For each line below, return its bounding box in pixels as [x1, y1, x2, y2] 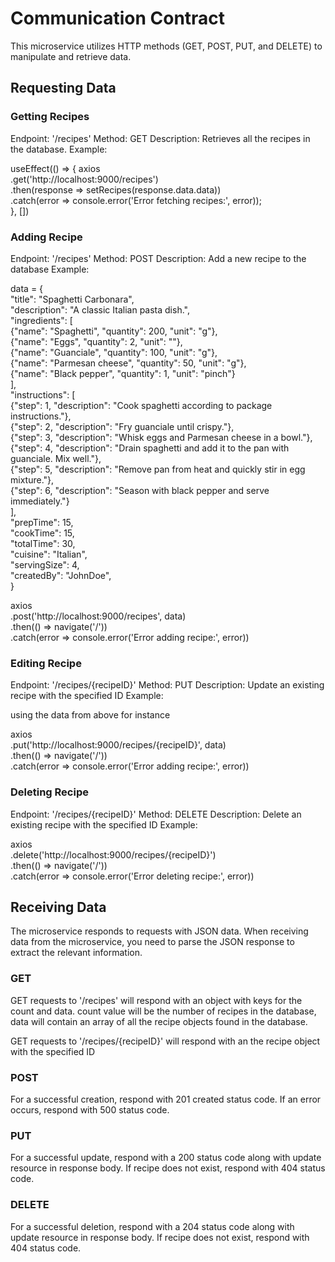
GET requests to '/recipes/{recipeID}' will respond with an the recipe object [10, 1035, 321, 1047]
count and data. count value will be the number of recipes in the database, [10, 1005, 317, 1017]
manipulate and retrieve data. [10, 50, 132, 62]
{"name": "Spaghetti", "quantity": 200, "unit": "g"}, [10, 325, 218, 337]
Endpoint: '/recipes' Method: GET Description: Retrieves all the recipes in [10, 132, 311, 144]
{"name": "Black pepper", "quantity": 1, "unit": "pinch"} [10, 367, 236, 379]
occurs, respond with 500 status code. [10, 1103, 170, 1116]
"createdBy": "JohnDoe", [10, 569, 112, 581]
